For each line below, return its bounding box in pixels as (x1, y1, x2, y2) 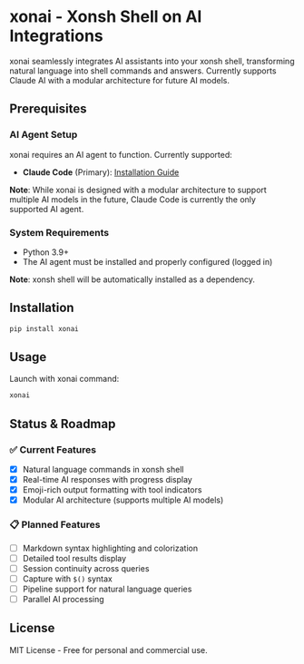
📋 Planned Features (9, 519, 101, 532)
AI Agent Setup (9, 129, 78, 142)
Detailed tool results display (22, 552, 127, 563)
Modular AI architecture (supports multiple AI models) (22, 494, 224, 505)
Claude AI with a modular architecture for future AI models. (9, 74, 230, 85)
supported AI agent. (9, 203, 84, 214)
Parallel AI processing (22, 593, 104, 604)
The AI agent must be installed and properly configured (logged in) (22, 256, 273, 267)
